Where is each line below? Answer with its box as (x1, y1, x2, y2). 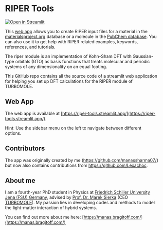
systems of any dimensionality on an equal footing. (5, 64, 107, 70)
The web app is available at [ (5, 110, 63, 116)
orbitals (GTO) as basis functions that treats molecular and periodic (15, 58, 150, 64)
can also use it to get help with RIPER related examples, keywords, (5, 38, 138, 44)
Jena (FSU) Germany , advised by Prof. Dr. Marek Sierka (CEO (5, 195, 128, 200)
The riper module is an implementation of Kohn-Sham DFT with (5, 53, 132, 59)
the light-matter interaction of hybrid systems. (5, 205, 97, 211)
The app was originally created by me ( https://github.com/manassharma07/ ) (5, 157, 159, 163)
